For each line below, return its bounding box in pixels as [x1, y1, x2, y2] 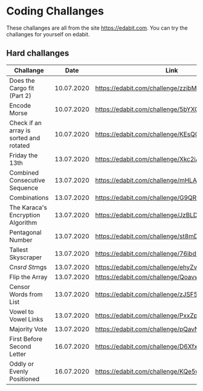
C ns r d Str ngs [9, 263, 47, 271]
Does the [9, 76, 35, 85]
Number [9, 236, 33, 244]
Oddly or [9, 360, 34, 368]
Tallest [9, 245, 28, 254]
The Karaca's [9, 203, 47, 212]
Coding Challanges [6, 4, 105, 18]
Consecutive [9, 176, 45, 184]
